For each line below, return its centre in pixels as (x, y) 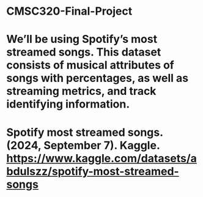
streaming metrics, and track (81, 91)
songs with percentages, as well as (97, 78)
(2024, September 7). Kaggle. (83, 145)
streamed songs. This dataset (84, 52)
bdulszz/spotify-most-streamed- (93, 171)
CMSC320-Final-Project (69, 11)
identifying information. (68, 104)
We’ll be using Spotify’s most (82, 39)
